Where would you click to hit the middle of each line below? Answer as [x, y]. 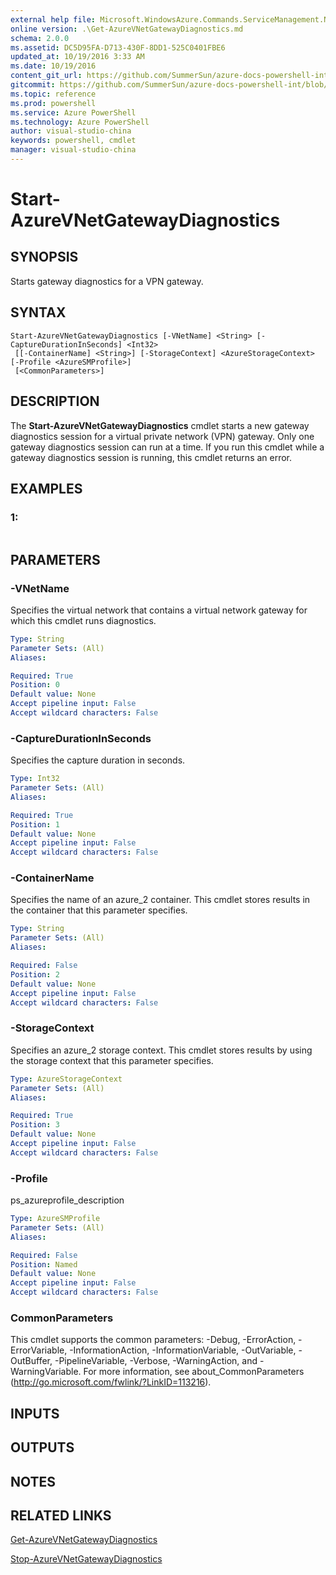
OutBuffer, [31, 1361]
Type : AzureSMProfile [55, 1219]
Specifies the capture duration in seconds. [98, 760]
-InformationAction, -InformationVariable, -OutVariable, [183, 1350]
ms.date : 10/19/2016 [53, 66]
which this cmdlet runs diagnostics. [83, 620]
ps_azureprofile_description [67, 1200]
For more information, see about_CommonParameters [194, 1372]
